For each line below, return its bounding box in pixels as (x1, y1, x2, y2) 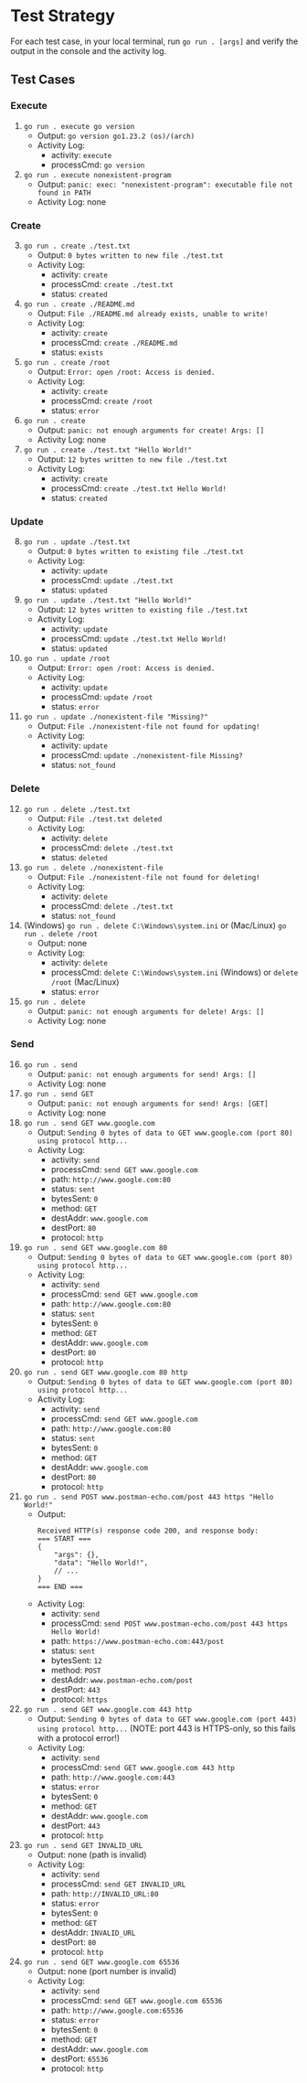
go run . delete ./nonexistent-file (23, 863, 164, 872)
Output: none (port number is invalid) (37, 1965, 177, 1976)
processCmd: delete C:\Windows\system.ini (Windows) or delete (50, 967, 299, 977)
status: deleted (50, 851, 108, 862)
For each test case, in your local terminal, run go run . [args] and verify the (10, 36, 299, 47)
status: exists (50, 347, 104, 358)
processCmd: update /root (50, 691, 153, 702)
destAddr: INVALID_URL (50, 1927, 136, 1938)
